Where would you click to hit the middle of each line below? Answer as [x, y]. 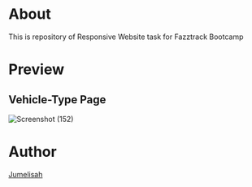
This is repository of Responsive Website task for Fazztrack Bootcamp [126, 37]
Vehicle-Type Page [57, 100]
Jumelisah [26, 174]
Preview [37, 70]
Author [33, 152]
